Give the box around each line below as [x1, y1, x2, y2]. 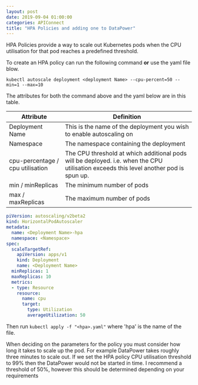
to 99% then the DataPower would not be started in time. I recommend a [6, 359, 182, 367]
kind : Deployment [16, 257, 60, 263]
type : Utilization [27, 307, 72, 313]
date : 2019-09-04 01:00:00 [6, 14, 72, 20]
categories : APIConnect [6, 20, 65, 25]
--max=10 [21, 82, 44, 88]
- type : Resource [11, 284, 54, 290]
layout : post [6, 8, 38, 15]
